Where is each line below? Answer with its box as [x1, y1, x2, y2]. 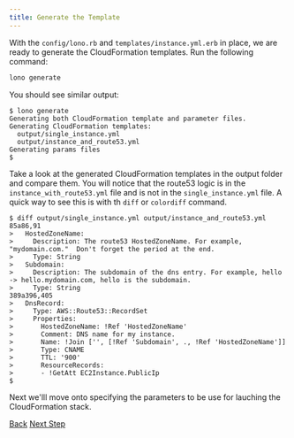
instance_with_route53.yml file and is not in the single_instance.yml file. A [9, 187, 283, 197]
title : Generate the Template [9, 12, 121, 22]
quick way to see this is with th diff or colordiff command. [9, 196, 228, 207]
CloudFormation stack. [9, 401, 92, 411]
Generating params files [9, 145, 101, 154]
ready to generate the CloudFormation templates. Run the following [9, 46, 254, 58]
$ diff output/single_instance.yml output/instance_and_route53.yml [9, 213, 267, 222]
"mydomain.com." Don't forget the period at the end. [9, 244, 215, 253]
